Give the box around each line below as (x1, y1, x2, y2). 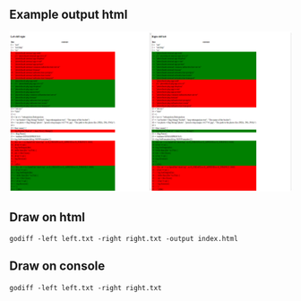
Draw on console (9, 259, 106, 274)
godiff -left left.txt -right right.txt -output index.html (9, 235, 239, 244)
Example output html (9, 7, 128, 22)
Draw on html (9, 210, 85, 225)
